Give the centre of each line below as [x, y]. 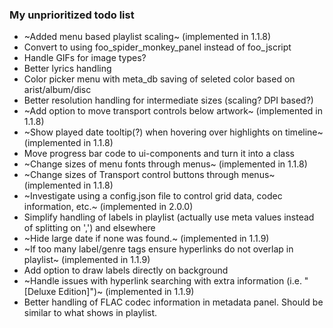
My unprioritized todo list [72, 15]
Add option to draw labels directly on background [126, 270]
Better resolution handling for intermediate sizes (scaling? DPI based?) [168, 100]
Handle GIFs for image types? [85, 58]
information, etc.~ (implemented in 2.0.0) [108, 207]
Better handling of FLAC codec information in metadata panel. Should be [173, 302]
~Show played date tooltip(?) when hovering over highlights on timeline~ [173, 132]
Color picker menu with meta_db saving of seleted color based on [159, 79]
